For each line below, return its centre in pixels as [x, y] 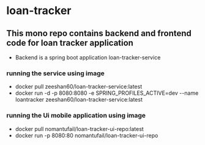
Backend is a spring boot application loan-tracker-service [88, 58]
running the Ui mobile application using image [76, 116]
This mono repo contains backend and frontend [99, 33]
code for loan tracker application [70, 43]
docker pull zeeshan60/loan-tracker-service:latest [79, 87]
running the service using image [56, 73]
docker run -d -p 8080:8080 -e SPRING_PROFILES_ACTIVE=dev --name [107, 93]
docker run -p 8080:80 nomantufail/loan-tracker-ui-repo [87, 135]
